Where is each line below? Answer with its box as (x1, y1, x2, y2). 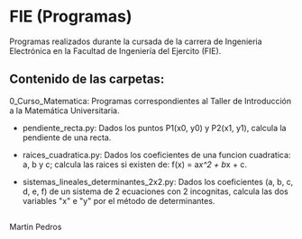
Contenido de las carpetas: (9, 72, 165, 87)
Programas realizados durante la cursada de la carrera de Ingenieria (9, 36, 263, 47)
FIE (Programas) (9, 6, 133, 27)
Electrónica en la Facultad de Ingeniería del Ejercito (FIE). (9, 45, 222, 56)
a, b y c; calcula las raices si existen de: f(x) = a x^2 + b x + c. (22, 159, 248, 170)
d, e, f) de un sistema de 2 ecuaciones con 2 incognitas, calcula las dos (22, 186, 288, 197)
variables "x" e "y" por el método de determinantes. (22, 195, 215, 206)
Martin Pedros (9, 222, 62, 233)
